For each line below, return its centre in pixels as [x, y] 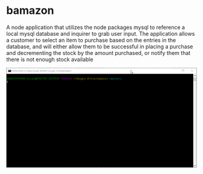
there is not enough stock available [50, 59]
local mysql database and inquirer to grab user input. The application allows [101, 33]
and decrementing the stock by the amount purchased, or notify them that [98, 53]
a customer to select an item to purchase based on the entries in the [91, 40]
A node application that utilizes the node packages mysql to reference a [96, 27]
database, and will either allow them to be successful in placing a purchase [100, 47]
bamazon [30, 11]
